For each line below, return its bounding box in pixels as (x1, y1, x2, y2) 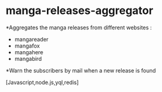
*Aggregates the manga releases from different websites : (5, 24, 152, 31)
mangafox (14, 42, 40, 49)
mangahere (14, 48, 44, 55)
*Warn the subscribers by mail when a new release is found (5, 66, 157, 74)
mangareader (14, 35, 49, 43)
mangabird (14, 55, 42, 62)
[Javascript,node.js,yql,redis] (5, 79, 79, 86)
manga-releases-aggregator (5, 4, 153, 18)
